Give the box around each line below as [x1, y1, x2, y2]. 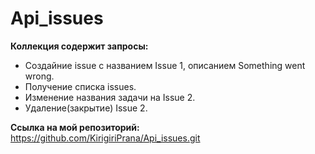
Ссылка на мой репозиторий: [10, 121, 140, 133]
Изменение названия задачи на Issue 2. [24, 91, 196, 103]
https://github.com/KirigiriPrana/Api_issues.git [10, 132, 201, 144]
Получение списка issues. [24, 80, 137, 92]
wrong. [24, 70, 55, 82]
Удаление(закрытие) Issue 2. [24, 102, 148, 114]
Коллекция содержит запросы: [10, 40, 149, 52]
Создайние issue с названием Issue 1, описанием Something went [24, 59, 306, 71]
